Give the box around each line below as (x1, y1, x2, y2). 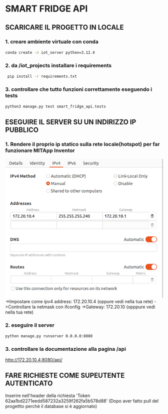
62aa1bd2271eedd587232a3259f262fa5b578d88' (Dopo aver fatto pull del (5, 397, 159, 404)
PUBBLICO (5, 126, 39, 134)
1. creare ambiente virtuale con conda (5, 38, 98, 45)
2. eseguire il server (5, 322, 55, 329)
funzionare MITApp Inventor (5, 147, 75, 154)
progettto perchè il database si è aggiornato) (5, 403, 97, 409)
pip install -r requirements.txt (7, 74, 77, 79)
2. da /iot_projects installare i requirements (5, 62, 112, 69)
